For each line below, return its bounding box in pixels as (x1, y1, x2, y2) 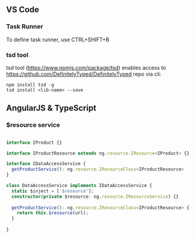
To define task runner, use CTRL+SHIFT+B (6, 36, 110, 43)
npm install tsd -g (6, 82, 55, 88)
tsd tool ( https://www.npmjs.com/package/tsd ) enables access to (6, 64, 167, 71)
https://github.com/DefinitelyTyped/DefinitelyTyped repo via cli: (6, 70, 162, 78)
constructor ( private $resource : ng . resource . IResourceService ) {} (11, 194, 179, 200)
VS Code (6, 5, 40, 15)
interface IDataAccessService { (6, 161, 86, 167)
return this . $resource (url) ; (17, 210, 89, 216)
